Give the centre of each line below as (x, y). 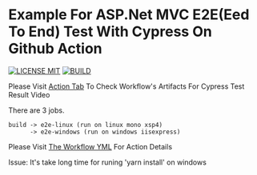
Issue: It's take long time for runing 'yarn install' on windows (107, 162)
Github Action (55, 49)
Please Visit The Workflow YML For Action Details (90, 146)
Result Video (29, 94)
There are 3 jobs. (36, 110)
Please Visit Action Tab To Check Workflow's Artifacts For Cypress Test (126, 86)
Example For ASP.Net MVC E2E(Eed (129, 15)
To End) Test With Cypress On (110, 32)
